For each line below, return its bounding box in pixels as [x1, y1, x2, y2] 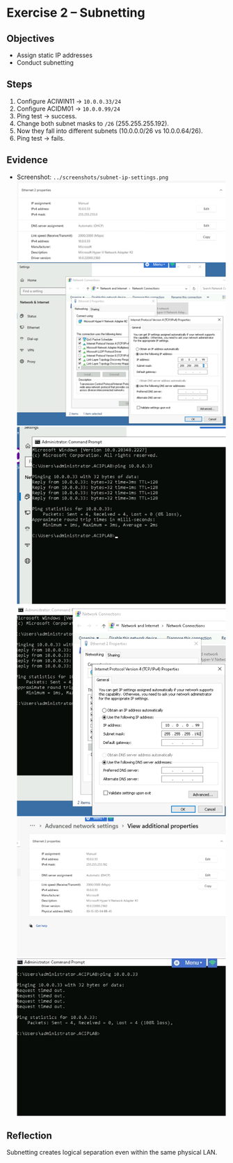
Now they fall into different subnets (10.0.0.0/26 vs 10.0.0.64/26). [16, 127, 203, 135]
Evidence [6, 155, 48, 166]
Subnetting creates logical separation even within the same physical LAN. [6, 1148, 218, 1157]
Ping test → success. [16, 111, 77, 120]
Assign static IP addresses [16, 51, 93, 59]
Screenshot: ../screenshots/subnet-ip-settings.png [16, 173, 168, 181]
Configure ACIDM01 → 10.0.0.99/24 [16, 104, 120, 113]
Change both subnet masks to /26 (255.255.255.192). [16, 119, 170, 127]
